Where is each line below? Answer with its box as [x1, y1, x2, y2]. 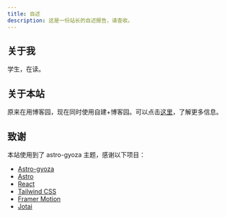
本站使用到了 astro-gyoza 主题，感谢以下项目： [7, 150, 146, 159]
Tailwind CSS [17, 187, 57, 195]
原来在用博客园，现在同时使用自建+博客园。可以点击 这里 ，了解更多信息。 [7, 107, 223, 117]
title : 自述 [7, 10, 40, 18]
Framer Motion [17, 194, 62, 203]
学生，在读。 [7, 65, 45, 74]
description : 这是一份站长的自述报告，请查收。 [7, 17, 133, 24]
